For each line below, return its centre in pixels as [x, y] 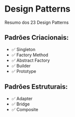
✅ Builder [21, 66]
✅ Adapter [22, 99]
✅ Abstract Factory [31, 60]
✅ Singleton [23, 49]
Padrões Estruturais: [36, 87]
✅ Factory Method [30, 55]
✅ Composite [25, 109]
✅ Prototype [24, 71]
